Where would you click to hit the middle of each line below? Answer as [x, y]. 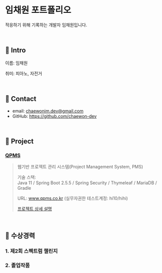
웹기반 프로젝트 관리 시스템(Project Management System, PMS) [80, 167]
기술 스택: [27, 177]
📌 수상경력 [20, 236]
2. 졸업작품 [18, 266]
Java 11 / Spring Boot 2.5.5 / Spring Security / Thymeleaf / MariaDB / [87, 183]
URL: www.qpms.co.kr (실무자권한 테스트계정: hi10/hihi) [73, 198]
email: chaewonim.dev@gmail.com [48, 111]
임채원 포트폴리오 [38, 10]
